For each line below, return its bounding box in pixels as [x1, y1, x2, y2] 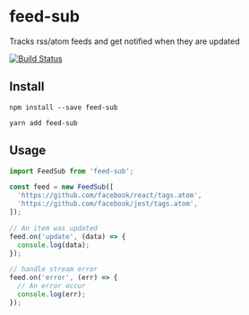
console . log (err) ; [17, 290, 87, 299]
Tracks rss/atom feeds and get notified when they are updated [9, 36, 240, 47]
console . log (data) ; [17, 240, 90, 250]
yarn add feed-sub [9, 118, 78, 127]
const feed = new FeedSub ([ [9, 183, 115, 192]
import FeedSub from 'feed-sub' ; [9, 166, 134, 175]
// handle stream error [9, 265, 99, 274]
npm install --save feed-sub [9, 103, 118, 112]
